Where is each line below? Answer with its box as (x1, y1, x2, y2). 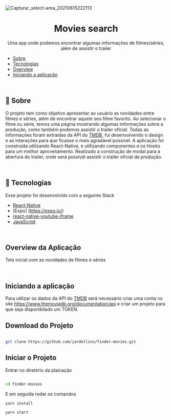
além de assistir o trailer (60, 45, 112, 51)
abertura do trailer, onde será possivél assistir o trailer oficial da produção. (5, 154, 163, 160)
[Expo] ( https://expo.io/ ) (12, 207, 64, 214)
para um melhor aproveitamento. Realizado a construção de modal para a (5, 148, 160, 154)
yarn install (5, 400, 33, 406)
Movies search (54, 23, 118, 34)
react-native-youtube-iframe (12, 213, 74, 219)
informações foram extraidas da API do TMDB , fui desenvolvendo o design (5, 131, 163, 138)
